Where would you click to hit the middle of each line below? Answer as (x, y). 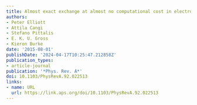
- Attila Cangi (25, 28)
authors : (17, 17)
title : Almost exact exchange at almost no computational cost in (89, 11)
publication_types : (30, 60)
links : (14, 82)
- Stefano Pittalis (30, 33)
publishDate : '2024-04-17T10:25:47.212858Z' (61, 55)
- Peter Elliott (26, 22)
